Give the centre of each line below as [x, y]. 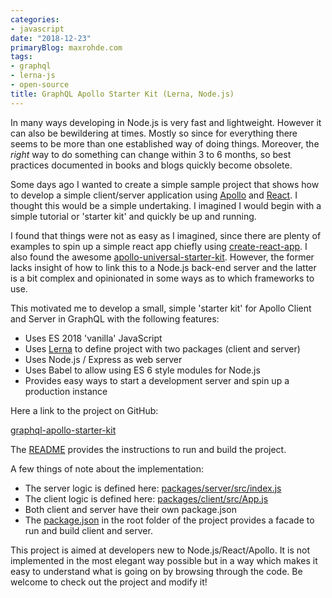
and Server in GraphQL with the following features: [115, 318]
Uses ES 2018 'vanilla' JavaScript [93, 338]
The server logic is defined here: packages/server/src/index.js [153, 488]
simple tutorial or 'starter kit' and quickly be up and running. [133, 216]
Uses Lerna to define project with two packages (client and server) [162, 348]
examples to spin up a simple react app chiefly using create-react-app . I [159, 246]
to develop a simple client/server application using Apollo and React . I [154, 195]
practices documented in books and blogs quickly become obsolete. [151, 165]
